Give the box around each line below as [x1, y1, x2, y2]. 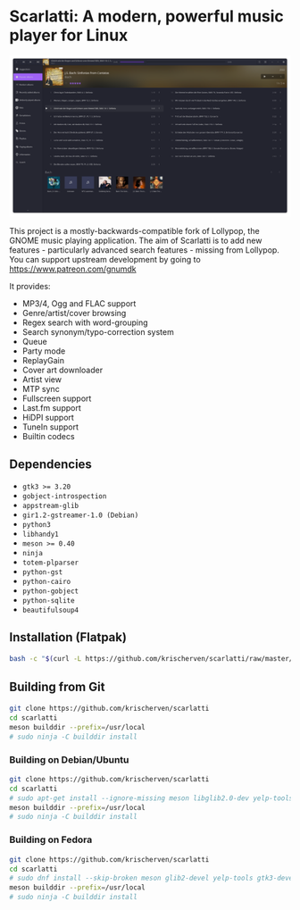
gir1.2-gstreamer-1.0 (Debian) [21, 511, 139, 520]
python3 [21, 520, 51, 529]
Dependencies [9, 457, 92, 472]
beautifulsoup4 [21, 605, 79, 614]
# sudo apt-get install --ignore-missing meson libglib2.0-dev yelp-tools [9, 793, 294, 803]
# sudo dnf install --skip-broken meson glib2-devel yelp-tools [9, 873, 254, 883]
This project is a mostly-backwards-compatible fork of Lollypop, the [9, 225, 261, 236]
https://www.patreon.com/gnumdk [9, 263, 137, 274]
